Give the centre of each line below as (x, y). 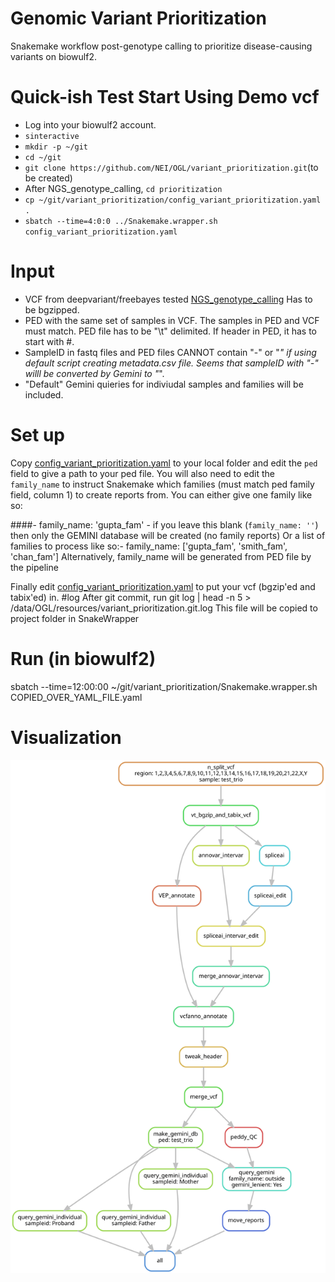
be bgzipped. (52, 309)
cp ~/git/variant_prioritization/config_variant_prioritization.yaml (173, 200)
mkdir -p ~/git (56, 147)
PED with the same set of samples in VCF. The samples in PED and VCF (172, 320)
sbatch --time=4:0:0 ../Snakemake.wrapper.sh (121, 221)
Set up (37, 435)
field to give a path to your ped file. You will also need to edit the (142, 473)
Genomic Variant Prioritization (138, 18)
